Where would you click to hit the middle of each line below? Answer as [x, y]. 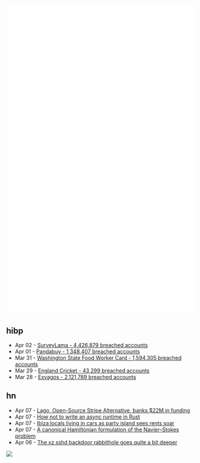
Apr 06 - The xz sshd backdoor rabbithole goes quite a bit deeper [96, 442]
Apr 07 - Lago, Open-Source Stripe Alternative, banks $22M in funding [102, 410]
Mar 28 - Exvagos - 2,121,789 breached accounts [75, 377]
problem [25, 436]
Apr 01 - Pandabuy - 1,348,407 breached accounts [77, 351]
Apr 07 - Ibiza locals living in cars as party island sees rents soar [95, 423]
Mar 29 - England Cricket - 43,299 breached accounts [82, 371]
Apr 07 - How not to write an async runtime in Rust [78, 417]
